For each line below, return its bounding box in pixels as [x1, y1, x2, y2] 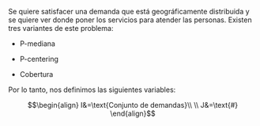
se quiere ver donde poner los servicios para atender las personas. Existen [8, 15, 252, 25]
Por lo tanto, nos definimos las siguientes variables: [8, 85, 176, 94]
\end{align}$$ [110, 109, 156, 118]
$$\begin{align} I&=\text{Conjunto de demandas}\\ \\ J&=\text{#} [27, 101, 239, 109]
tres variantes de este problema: [8, 24, 114, 32]
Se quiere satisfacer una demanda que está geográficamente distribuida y [8, 7, 251, 16]
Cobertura [19, 70, 54, 78]
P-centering [19, 55, 59, 63]
